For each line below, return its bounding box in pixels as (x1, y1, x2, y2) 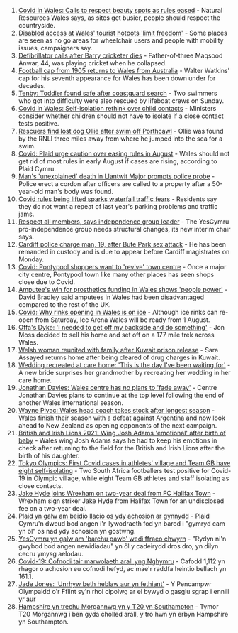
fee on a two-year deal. (18, 504, 87, 512)
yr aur (18, 595, 36, 603)
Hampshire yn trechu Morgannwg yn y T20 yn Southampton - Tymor (18, 602, 219, 610)
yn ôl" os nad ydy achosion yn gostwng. (18, 527, 137, 535)
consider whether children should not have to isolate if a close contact (18, 112, 224, 120)
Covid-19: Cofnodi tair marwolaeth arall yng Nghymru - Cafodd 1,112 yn (18, 557, 225, 566)
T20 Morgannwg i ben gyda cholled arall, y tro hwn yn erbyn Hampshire (18, 610, 229, 618)
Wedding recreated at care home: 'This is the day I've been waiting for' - (18, 361, 231, 369)
